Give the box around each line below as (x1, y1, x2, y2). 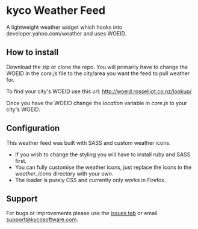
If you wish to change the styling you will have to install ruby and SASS (14, 151, 191, 158)
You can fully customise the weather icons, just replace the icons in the (14, 163, 192, 171)
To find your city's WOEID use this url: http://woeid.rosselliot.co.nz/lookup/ (6, 88, 192, 95)
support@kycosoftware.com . (6, 216, 78, 223)
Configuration (6, 123, 60, 133)
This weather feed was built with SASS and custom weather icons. (6, 139, 171, 146)
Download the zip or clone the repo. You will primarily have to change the (6, 63, 188, 70)
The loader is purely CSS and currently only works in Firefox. (14, 176, 166, 183)
